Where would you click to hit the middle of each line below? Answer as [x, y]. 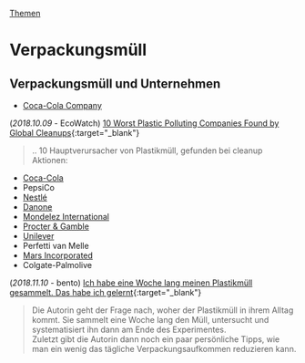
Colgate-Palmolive [57, 265]
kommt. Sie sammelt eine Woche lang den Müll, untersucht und [150, 320]
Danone [37, 207]
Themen [25, 13]
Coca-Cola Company [62, 105]
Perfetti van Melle [56, 246]
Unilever [38, 236]
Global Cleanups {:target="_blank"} [75, 133]
